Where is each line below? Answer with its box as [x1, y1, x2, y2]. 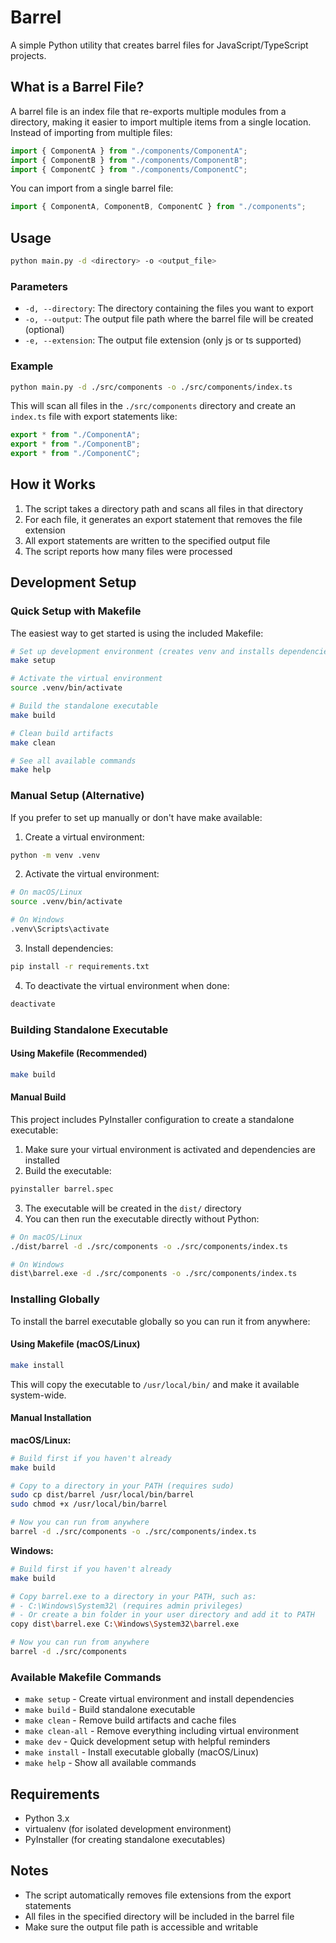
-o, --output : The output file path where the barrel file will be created [24, 313, 314, 325]
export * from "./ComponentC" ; [10, 449, 141, 459]
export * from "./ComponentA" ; [10, 430, 141, 440]
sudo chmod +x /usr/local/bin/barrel [10, 1499, 168, 1510]
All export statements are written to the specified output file [24, 534, 271, 546]
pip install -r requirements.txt [10, 961, 150, 971]
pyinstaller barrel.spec [10, 1184, 114, 1194]
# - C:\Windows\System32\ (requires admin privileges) [10, 1601, 244, 1611]
